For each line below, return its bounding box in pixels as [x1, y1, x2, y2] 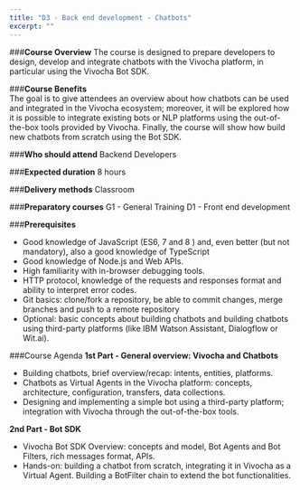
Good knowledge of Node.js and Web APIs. [22, 255, 184, 267]
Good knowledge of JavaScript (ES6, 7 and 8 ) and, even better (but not [22, 236, 290, 247]
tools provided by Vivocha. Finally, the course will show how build [40, 121, 286, 132]
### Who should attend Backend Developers [9, 148, 177, 159]
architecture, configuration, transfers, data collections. [22, 386, 226, 398]
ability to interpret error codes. [22, 284, 137, 295]
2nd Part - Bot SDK [9, 423, 81, 434]
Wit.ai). [22, 332, 50, 344]
